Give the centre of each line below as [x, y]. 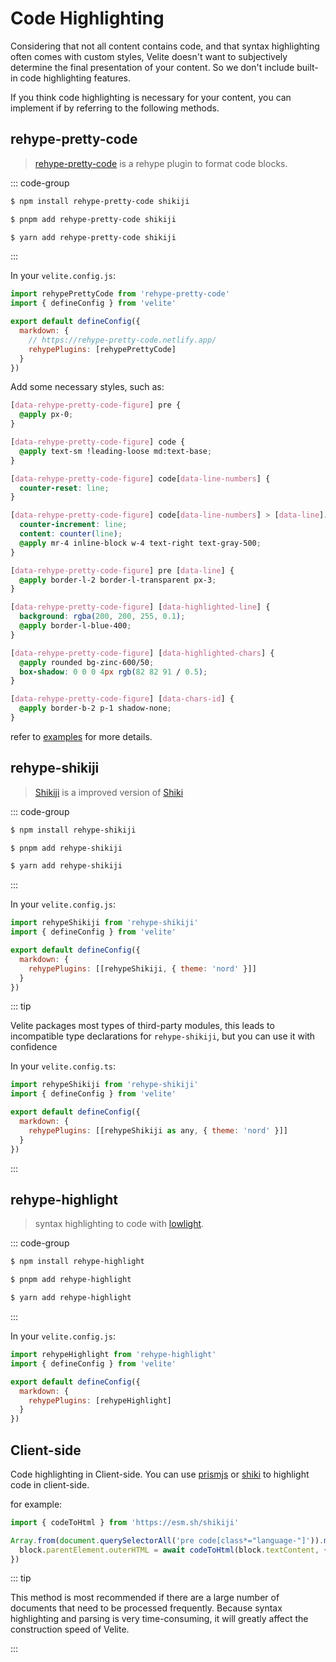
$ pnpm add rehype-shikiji [66, 848]
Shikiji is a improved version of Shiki [109, 792]
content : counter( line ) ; [71, 534]
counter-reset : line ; [64, 488]
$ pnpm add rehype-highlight [71, 1280]
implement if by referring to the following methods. [115, 108]
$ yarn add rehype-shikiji [66, 866]
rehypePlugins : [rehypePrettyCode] [102, 349]
